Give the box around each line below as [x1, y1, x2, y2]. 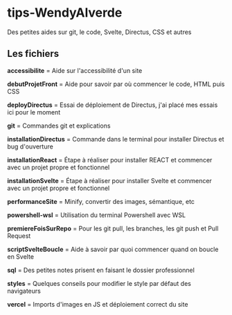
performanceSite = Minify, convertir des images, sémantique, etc [7, 197, 195, 205]
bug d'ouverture [7, 142, 53, 151]
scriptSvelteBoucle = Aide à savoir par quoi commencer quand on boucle [7, 245, 219, 253]
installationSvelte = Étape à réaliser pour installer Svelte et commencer [7, 176, 213, 185]
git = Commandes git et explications [7, 121, 111, 130]
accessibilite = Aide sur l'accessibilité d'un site [7, 66, 143, 74]
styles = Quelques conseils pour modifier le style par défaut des [7, 279, 192, 287]
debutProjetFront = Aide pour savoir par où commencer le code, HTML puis [7, 80, 225, 88]
